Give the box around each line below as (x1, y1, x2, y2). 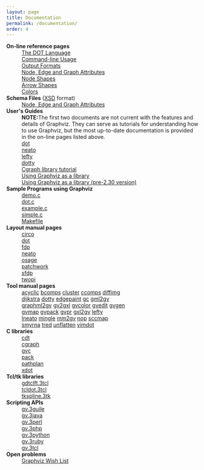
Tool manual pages (6, 282, 56, 290)
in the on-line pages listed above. (21, 134, 105, 141)
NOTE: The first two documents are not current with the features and (21, 114, 194, 121)
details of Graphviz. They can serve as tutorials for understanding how (21, 120, 199, 128)
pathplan (21, 360, 44, 368)
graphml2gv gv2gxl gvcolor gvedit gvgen (21, 302, 125, 309)
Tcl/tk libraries (6, 373, 44, 380)
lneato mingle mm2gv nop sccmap (21, 315, 108, 322)
